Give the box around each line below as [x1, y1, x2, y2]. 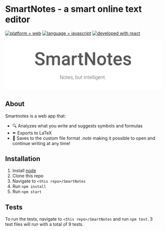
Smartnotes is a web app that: [5, 113, 66, 119]
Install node [12, 168, 36, 174]
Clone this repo [12, 173, 43, 179]
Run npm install [12, 184, 46, 190]
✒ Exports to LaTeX [12, 130, 52, 136]
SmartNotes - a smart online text [5, 3, 142, 15]
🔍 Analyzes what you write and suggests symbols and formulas [12, 122, 143, 129]
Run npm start [12, 189, 42, 194]
